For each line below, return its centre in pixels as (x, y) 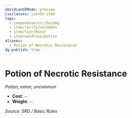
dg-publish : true (22, 50)
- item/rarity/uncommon (33, 27)
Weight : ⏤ (22, 102)
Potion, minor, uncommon (31, 87)
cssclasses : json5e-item (30, 14)
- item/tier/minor (28, 32)
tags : (10, 18)
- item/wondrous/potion (33, 37)
